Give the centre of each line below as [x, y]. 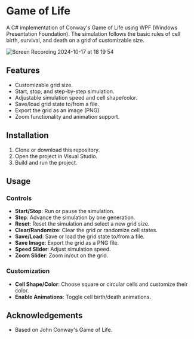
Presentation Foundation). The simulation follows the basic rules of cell [93, 33]
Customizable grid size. [44, 85]
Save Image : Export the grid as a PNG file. [67, 243]
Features [23, 71]
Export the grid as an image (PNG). [58, 110]
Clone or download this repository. [57, 150]
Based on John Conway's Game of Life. [64, 330]
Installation [27, 135]
